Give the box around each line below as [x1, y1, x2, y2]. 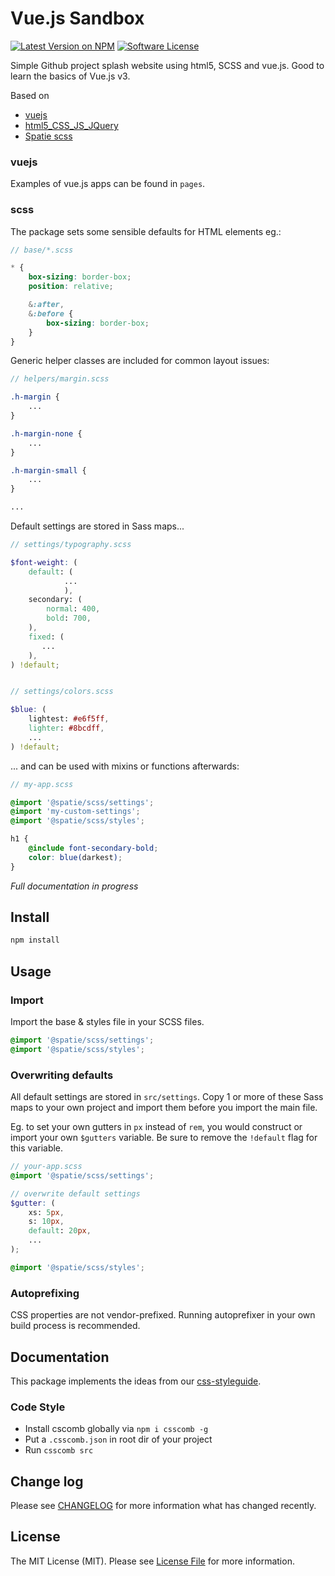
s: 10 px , [28, 1217, 65, 1227]
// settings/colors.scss [10, 687, 114, 697]
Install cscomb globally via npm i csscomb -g [24, 1423, 209, 1435]
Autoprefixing [10, 1286, 80, 1300]
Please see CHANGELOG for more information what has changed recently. [10, 1500, 317, 1512]
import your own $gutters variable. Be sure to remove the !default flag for [10, 1132, 318, 1144]
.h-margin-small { [10, 465, 87, 476]
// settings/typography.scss [10, 540, 132, 550]
